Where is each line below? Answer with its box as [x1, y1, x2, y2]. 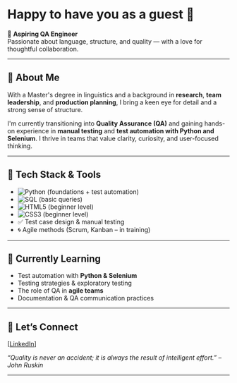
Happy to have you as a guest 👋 [7, 6, 195, 23]
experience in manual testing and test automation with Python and [16, 126, 214, 135]
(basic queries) [38, 195, 83, 203]
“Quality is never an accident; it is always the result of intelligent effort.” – [7, 353, 222, 362]
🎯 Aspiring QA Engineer [7, 30, 78, 38]
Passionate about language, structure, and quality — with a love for [7, 37, 202, 45]
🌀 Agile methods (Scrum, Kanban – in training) [17, 225, 151, 233]
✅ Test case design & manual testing [17, 217, 125, 226]
